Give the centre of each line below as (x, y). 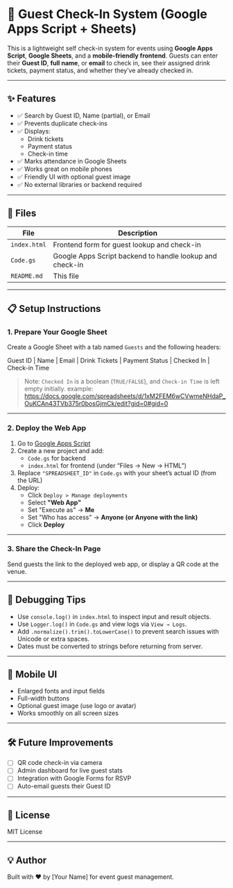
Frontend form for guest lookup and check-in (127, 245)
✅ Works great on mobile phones (64, 169)
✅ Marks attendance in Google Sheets (72, 161)
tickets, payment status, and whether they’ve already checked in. (100, 70)
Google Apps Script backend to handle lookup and (135, 256)
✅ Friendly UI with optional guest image (74, 176)
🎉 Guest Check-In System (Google (107, 14)
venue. (17, 571)
